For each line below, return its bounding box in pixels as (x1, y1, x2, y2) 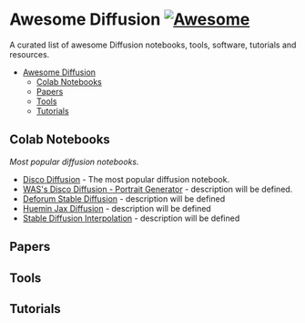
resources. (9, 48, 50, 59)
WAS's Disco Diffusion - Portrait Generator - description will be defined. (22, 183, 293, 194)
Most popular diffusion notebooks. (9, 156, 139, 167)
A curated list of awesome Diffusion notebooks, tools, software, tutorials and (9, 39, 297, 50)
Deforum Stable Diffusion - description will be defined (22, 193, 226, 204)
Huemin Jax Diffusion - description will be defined (22, 203, 211, 214)
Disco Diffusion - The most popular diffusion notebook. (22, 173, 230, 184)
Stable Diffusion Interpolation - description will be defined (22, 213, 240, 224)
